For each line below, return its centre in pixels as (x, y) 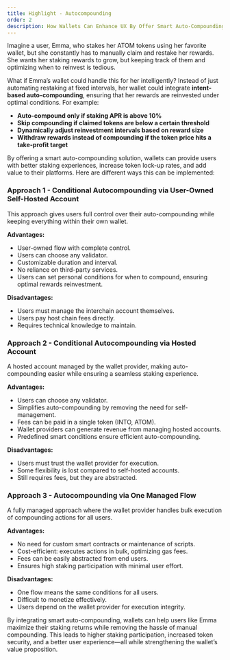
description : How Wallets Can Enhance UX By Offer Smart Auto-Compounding (116, 26)
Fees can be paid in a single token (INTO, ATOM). (86, 422)
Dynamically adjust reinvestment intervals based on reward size (110, 130)
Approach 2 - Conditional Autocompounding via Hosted (102, 343)
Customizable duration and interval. (67, 262)
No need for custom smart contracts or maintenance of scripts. (106, 544)
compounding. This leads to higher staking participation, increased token (110, 635)
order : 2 (20, 20)
